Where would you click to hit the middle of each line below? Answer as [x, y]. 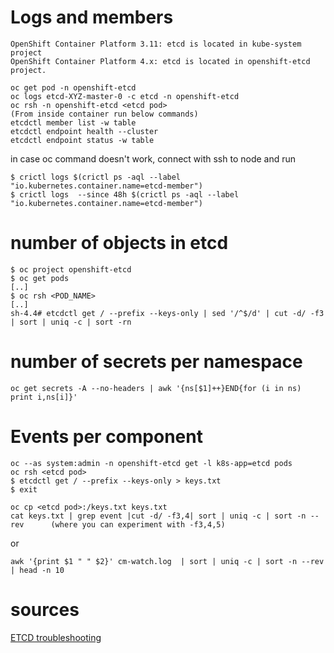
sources [45, 609]
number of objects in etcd [119, 243]
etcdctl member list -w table [73, 122]
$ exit [24, 489]
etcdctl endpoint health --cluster [84, 131]
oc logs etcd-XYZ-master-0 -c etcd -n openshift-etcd [125, 96]
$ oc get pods [40, 278]
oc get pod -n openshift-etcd [73, 87]
